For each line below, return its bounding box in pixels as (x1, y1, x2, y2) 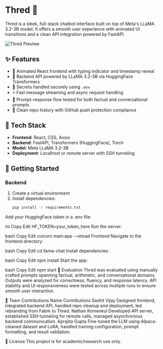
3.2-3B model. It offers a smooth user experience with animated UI (5, 26, 140, 32)
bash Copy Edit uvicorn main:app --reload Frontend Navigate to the (5, 233, 141, 239)
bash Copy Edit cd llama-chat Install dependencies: (5, 248, 109, 254)
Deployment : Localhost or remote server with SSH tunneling (12, 150, 135, 156)
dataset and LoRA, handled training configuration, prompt (22, 324, 139, 330)
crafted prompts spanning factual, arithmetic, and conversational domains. (5, 272, 156, 278)
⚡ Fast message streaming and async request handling (12, 89, 124, 95)
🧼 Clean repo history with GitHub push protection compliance (12, 107, 136, 113)
